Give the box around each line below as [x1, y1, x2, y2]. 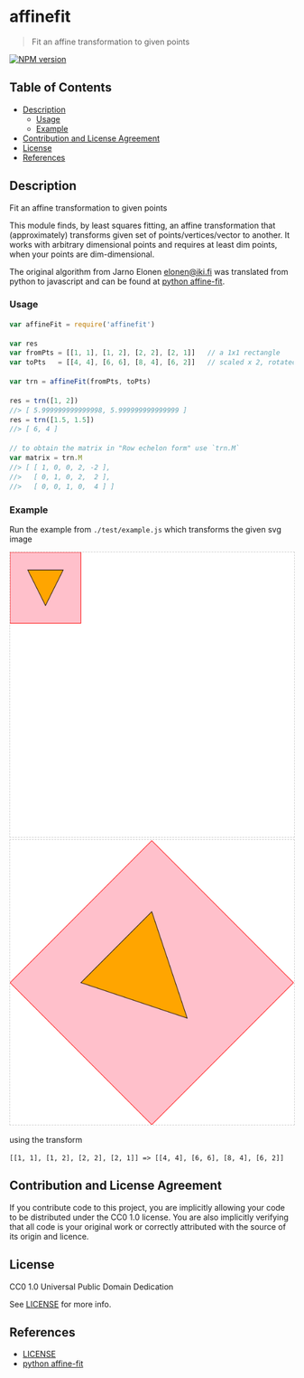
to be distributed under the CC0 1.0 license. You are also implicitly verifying [9, 1212, 289, 1222]
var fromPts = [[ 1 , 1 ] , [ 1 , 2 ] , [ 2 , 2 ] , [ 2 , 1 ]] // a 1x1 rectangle [9, 348, 281, 358]
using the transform [9, 1134, 83, 1145]
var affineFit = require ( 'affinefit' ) [9, 319, 155, 329]
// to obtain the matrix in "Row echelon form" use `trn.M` [9, 444, 241, 453]
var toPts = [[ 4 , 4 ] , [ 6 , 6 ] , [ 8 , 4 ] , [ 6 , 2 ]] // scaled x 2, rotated [9, 358, 297, 367]
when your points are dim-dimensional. [9, 249, 155, 260]
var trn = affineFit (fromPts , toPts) [9, 377, 152, 386]
